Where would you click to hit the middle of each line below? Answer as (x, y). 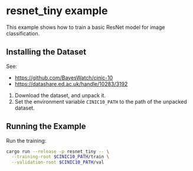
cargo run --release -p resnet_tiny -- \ (58, 152)
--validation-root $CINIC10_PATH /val (58, 162)
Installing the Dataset (46, 52)
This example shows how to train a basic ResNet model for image (86, 27)
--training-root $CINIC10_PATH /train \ (60, 157)
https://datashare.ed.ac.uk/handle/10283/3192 (71, 84)
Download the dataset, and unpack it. (60, 95)
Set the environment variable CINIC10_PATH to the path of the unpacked (101, 101)
